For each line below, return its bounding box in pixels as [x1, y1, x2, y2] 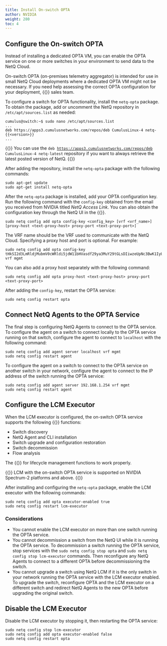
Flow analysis [12, 450, 41, 456]
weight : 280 [5, 16, 30, 21]
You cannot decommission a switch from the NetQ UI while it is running [12, 537, 159, 543]
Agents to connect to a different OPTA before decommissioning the [12, 558, 150, 564]
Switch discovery [12, 429, 48, 434]
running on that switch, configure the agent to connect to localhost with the [5, 334, 161, 340]
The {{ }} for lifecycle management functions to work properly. [5, 459, 132, 465]
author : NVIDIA [5, 12, 37, 17]
